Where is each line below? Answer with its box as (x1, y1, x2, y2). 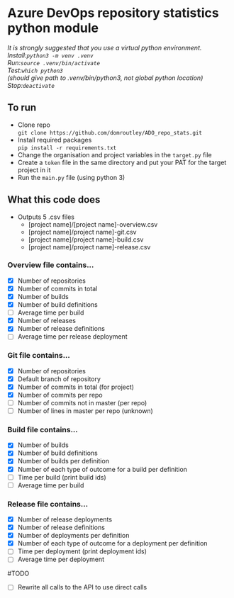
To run (7, 101, 37, 114)
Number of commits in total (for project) (17, 383, 135, 391)
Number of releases (17, 317, 77, 325)
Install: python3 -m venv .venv (7, 51, 94, 60)
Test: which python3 (7, 66, 64, 74)
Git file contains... (7, 351, 71, 361)
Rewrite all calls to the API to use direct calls (17, 583, 147, 592)
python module (7, 20, 99, 36)
